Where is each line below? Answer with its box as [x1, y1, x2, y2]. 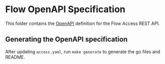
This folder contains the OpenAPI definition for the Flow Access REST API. [5, 20, 160, 26]
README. [5, 54, 25, 60]
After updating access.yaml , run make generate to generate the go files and [5, 48, 160, 54]
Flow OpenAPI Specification [5, 4, 126, 15]
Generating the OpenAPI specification [5, 35, 128, 44]
